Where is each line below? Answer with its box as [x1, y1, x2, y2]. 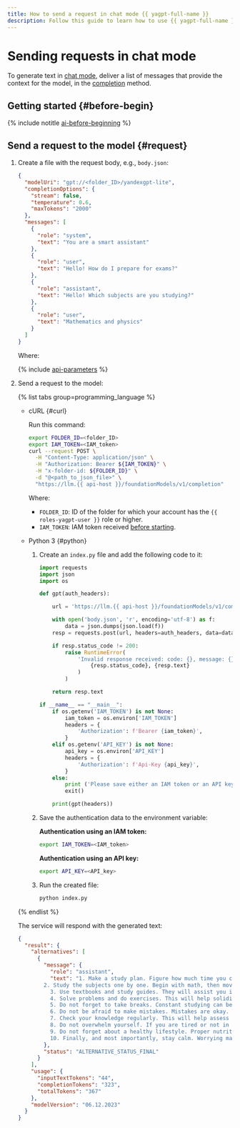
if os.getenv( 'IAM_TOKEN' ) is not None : [52, 708, 174, 715]
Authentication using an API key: [39, 854, 139, 862]
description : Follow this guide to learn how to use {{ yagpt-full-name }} [7, 17, 238, 24]
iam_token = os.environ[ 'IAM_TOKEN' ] [64, 714, 177, 722]
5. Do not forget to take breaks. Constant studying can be [49, 1002, 233, 1009]
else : [52, 774, 69, 782]
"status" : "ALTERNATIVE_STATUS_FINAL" [44, 1048, 159, 1055]
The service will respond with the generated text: [17, 921, 163, 929]
